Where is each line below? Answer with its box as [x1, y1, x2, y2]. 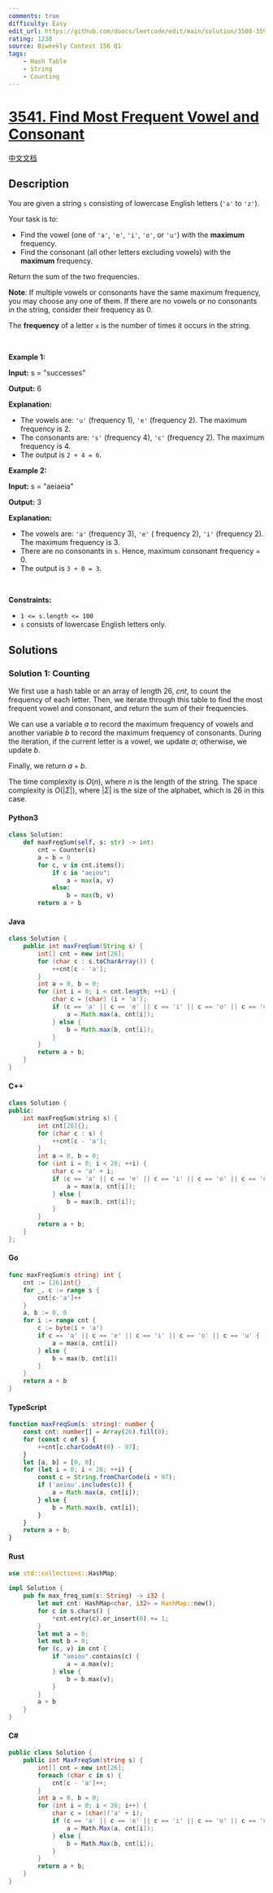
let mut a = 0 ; [37, 1630, 89, 1638]
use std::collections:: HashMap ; [8, 1570, 118, 1578]
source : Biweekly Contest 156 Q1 [8, 42, 122, 51]
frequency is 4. [19, 441, 71, 451]
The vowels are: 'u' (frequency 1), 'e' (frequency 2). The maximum [19, 415, 248, 425]
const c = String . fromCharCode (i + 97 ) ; [37, 1474, 176, 1482]
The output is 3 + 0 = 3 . [19, 564, 102, 573]
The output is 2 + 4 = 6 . [19, 450, 102, 460]
